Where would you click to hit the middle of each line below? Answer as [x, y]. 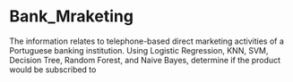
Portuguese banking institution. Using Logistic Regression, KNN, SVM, [139, 50]
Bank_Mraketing [72, 16]
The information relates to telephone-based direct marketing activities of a [147, 41]
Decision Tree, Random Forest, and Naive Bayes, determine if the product [145, 60]
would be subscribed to [53, 70]
